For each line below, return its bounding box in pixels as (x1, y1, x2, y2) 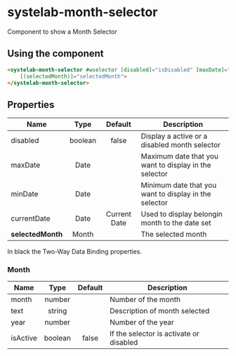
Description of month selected (110, 306, 210, 316)
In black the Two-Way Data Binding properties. (7, 247, 143, 256)
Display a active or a (140, 131, 208, 141)
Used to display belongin (140, 210, 223, 219)
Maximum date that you (140, 151, 219, 161)
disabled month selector (140, 140, 221, 150)
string (48, 306, 67, 316)
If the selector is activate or (110, 329, 200, 338)
